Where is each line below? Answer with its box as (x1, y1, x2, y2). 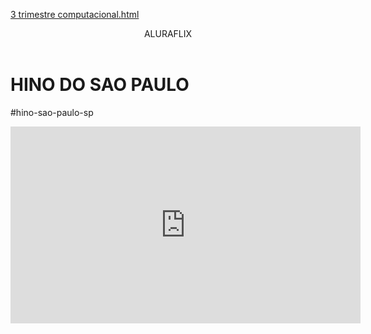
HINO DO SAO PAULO (10, 74, 190, 96)
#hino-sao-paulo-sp (10, 106, 94, 118)
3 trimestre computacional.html (10, 9, 140, 20)
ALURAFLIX (143, 28, 193, 39)
